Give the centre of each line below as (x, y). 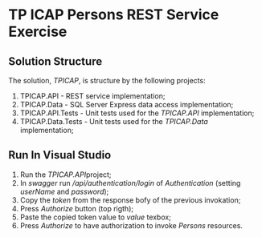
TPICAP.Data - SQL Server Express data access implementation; (127, 104)
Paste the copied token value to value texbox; (95, 217)
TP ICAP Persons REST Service (114, 15)
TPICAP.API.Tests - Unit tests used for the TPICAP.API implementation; (137, 113)
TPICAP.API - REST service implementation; (92, 96)
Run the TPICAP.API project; (65, 175)
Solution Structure (55, 61)
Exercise (38, 32)
